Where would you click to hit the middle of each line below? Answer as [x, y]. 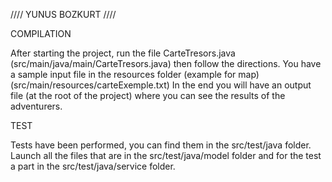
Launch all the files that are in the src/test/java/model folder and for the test [166, 155]
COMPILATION [41, 33]
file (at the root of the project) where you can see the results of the [148, 95]
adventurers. [36, 106]
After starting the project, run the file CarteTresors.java [123, 53]
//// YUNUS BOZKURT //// [63, 14]
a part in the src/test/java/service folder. [93, 166]
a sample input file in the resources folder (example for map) [135, 74]
